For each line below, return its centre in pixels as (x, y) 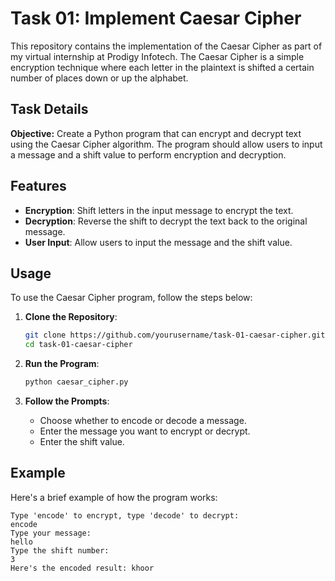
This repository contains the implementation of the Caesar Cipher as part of (166, 46)
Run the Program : (62, 364)
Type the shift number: (60, 550)
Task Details (49, 109)
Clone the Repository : (71, 317)
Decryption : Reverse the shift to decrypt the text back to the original (166, 221)
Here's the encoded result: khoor (82, 568)
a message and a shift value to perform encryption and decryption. (148, 154)
